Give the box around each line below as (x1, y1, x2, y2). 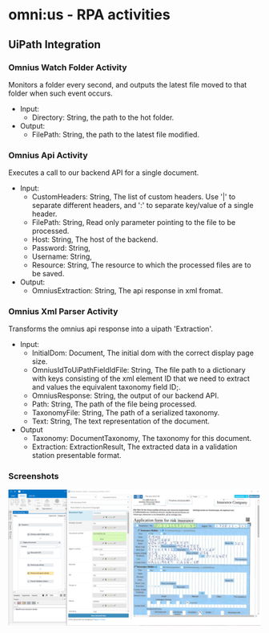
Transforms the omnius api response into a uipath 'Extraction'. (8, 324, 214, 334)
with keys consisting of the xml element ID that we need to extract (31, 374, 251, 383)
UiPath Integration (8, 38, 102, 51)
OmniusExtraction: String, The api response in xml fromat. (31, 286, 223, 296)
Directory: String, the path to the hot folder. (31, 112, 175, 122)
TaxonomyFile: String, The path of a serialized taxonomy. (31, 408, 220, 418)
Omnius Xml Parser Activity (8, 306, 118, 317)
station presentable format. (31, 451, 122, 460)
